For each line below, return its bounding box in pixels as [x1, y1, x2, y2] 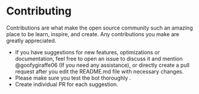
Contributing [6, 4, 72, 18]
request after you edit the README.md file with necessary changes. [14, 67, 184, 75]
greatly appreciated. [6, 37, 57, 44]
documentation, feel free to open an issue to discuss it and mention [14, 55, 183, 62]
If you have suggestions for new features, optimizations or [14, 48, 160, 55]
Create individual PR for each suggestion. [14, 80, 119, 88]
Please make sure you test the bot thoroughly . [14, 74, 131, 81]
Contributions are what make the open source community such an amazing [6, 24, 193, 31]
